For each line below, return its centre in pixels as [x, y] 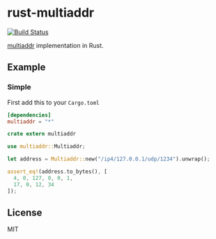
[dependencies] [29, 115]
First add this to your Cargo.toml [53, 102]
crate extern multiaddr [42, 134]
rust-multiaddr [51, 13]
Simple [19, 87]
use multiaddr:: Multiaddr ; [46, 147]
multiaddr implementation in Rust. [55, 45]
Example [26, 67]
